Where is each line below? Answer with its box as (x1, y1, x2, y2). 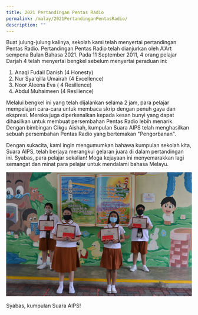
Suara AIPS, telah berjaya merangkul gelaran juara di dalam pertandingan (6, 148, 184, 155)
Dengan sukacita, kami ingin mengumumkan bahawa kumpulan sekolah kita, (6, 142, 192, 149)
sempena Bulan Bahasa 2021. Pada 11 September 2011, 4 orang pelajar (6, 51, 177, 58)
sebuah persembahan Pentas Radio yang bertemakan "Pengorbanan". (6, 130, 177, 138)
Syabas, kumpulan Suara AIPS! (6, 302, 81, 309)
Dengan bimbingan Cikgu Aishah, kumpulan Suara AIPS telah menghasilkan (6, 124, 190, 131)
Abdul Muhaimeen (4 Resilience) (14, 88, 94, 95)
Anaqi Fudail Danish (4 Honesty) (14, 69, 94, 76)
